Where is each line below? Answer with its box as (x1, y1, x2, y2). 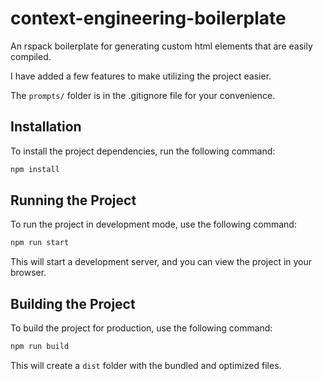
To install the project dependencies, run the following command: (10, 145, 276, 157)
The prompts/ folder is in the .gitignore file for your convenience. (10, 89, 276, 101)
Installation (10, 118, 82, 136)
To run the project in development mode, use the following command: (10, 218, 297, 231)
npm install (10, 164, 60, 174)
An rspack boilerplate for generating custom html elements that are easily (10, 40, 313, 52)
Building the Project (10, 295, 136, 312)
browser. (10, 267, 47, 279)
